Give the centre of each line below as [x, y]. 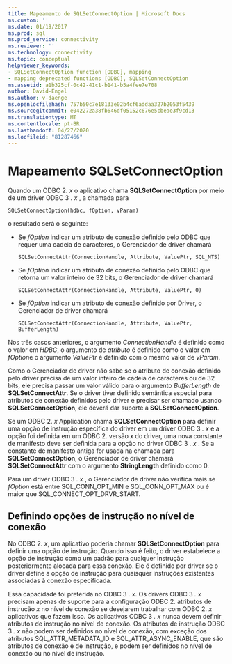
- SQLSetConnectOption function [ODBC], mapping [80, 72]
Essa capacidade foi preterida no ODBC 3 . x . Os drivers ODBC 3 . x [105, 594]
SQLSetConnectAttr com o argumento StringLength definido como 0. [109, 466]
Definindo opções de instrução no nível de [101, 516]
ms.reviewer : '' [31, 46]
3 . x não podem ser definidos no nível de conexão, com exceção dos [107, 631]
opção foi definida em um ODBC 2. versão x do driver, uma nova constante [115, 436]
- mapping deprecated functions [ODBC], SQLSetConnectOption [98, 78]
